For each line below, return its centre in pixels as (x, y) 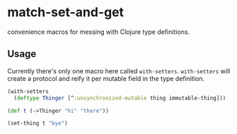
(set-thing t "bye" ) (38, 123)
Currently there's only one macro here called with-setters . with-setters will (119, 71)
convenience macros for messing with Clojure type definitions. (98, 32)
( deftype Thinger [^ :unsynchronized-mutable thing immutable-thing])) (120, 98)
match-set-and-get (66, 12)
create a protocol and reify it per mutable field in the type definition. (106, 78)
